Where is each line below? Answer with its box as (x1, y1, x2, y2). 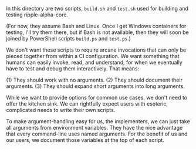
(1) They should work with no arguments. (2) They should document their (6, 76, 183, 83)
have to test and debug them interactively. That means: (6, 65, 140, 72)
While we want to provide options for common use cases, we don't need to (6, 94, 188, 101)
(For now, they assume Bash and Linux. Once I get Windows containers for (6, 23, 187, 29)
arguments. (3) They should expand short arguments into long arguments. (6, 83, 185, 90)
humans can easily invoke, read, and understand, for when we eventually (6, 59, 183, 66)
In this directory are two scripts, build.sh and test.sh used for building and (6, 5, 189, 12)
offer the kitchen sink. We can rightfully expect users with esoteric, (6, 100, 168, 107)
